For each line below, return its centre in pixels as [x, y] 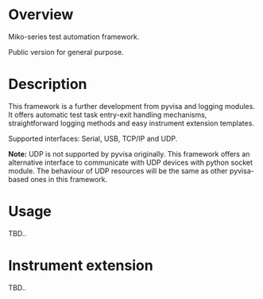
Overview [41, 15]
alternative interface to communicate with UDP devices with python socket [130, 162]
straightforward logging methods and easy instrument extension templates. [131, 123]
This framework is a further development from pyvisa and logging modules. [132, 106]
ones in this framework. [69, 179]
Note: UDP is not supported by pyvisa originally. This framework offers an [129, 153]
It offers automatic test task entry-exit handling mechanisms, [108, 115]
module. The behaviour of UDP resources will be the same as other [118, 171]
